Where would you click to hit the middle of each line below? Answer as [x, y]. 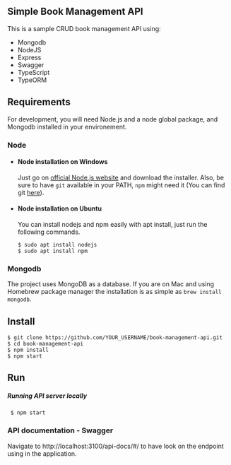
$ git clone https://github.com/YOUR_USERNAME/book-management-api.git [115, 338]
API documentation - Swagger [60, 430]
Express [29, 57]
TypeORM [32, 80]
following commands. [49, 232]
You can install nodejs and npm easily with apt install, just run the [112, 224]
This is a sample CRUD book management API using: [84, 28]
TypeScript [34, 72]
